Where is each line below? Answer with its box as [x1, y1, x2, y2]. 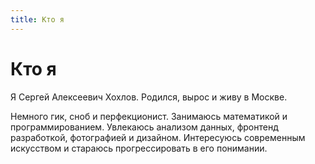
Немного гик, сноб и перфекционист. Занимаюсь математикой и [10, 110, 288, 122]
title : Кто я [10, 14, 65, 25]
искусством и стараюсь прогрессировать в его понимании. [10, 142, 268, 154]
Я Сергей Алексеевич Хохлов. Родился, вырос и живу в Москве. [10, 91, 288, 103]
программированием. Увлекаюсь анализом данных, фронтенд [10, 121, 279, 133]
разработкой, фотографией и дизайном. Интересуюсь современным [10, 131, 306, 143]
